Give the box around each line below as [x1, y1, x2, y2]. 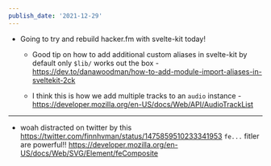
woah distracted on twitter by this [19, 122, 132, 132]
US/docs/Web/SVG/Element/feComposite [19, 148, 159, 158]
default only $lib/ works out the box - [31, 58, 160, 68]
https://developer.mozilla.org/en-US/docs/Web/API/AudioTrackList [31, 99, 254, 109]
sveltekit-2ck [31, 75, 76, 85]
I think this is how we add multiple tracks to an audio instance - [31, 90, 242, 101]
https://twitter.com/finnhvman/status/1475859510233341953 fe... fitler [19, 131, 260, 141]
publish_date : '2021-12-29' [8, 11, 103, 20]
